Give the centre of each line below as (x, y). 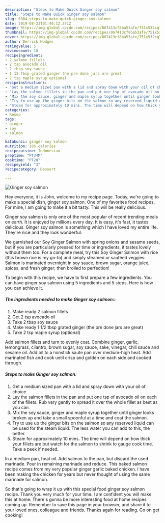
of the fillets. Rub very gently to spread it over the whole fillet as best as (85, 402)
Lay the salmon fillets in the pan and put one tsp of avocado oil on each (84, 397)
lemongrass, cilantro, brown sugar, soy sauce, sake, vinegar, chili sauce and (82, 347)
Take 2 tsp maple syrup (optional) (46, 332)
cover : (12, 37)
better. (19, 434)
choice (19, 392)
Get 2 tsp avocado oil (34, 317)
